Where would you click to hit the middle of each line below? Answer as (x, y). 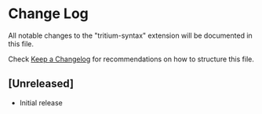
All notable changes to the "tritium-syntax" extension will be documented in (130, 35)
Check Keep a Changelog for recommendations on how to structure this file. (131, 59)
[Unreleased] (41, 84)
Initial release (41, 102)
